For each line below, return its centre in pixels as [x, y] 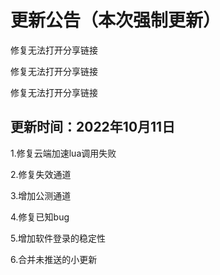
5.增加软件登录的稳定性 [58, 238]
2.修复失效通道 [41, 174]
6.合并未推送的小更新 [54, 259]
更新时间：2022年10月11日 [93, 127]
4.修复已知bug [40, 217]
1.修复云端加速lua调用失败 [63, 153]
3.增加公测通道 [41, 195]
